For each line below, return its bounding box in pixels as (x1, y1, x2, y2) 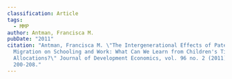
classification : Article (7, 10, 79, 17)
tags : (7, 16, 23, 23)
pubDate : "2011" (7, 36, 54, 43)
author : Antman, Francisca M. (7, 29, 95, 36)
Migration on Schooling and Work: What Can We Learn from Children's (13, 49, 217, 56)
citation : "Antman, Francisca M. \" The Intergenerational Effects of (7, 42, 212, 49)
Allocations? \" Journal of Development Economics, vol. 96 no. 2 (13, 55, 206, 62)
